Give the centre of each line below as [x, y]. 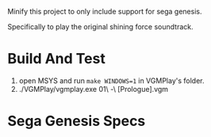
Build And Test [57, 59]
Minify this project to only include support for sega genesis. [105, 11]
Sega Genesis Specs [77, 121]
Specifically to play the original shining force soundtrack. [100, 27]
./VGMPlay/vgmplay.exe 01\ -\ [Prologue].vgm [93, 89]
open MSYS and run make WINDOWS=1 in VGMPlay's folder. [111, 80]
